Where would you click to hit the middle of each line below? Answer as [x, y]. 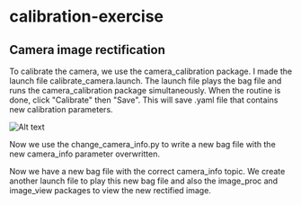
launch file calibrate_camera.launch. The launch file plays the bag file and [146, 81]
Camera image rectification [88, 50]
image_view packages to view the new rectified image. [110, 190]
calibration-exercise [87, 17]
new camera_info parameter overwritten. [84, 154]
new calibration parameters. [62, 109]
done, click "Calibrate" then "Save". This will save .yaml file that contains [144, 100]
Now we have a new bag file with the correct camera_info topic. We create [147, 171]
